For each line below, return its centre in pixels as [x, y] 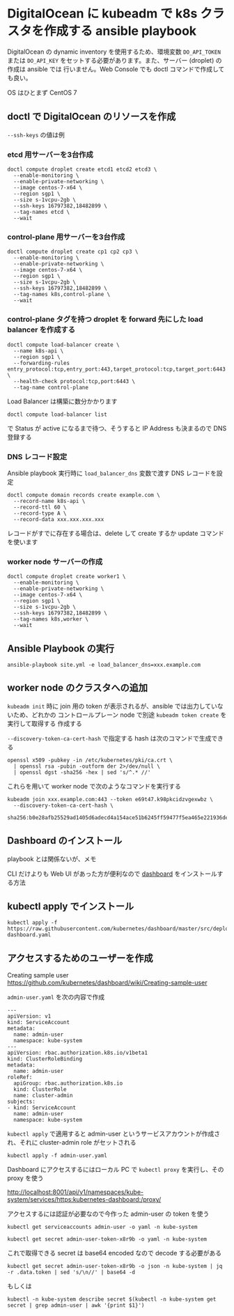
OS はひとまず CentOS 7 [42, 92]
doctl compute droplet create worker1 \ [67, 577]
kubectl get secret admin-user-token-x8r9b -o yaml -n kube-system [107, 1239]
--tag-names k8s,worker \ [51, 619]
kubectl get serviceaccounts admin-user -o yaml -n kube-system [102, 1227]
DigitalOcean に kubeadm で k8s [102, 14]
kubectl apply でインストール [71, 907]
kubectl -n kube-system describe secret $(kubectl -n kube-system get [112, 1299]
